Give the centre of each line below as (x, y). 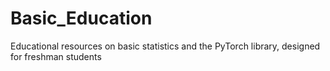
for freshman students (56, 56)
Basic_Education (81, 18)
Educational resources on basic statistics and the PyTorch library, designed (165, 46)
